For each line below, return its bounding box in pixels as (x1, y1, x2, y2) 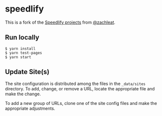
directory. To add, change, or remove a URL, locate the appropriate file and (5, 86, 155, 91)
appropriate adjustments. (5, 105, 55, 111)
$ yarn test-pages (5, 50, 42, 55)
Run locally (5, 33, 40, 42)
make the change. (5, 91, 41, 97)
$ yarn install (5, 46, 36, 51)
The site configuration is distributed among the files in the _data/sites (5, 81, 146, 87)
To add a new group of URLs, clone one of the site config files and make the (5, 100, 157, 106)
